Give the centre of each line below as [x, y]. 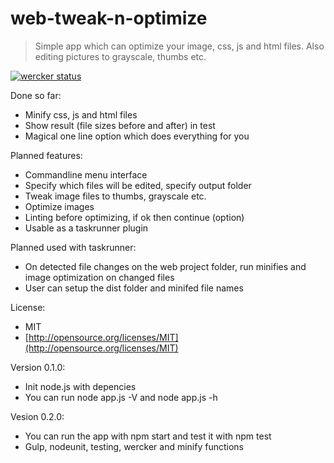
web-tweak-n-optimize [109, 18]
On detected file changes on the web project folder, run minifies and [165, 266]
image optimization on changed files [99, 277]
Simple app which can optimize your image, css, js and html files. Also [179, 46]
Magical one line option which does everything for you [137, 136]
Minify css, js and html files [81, 114]
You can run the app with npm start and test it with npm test [148, 436]
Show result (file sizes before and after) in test [120, 125]
